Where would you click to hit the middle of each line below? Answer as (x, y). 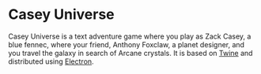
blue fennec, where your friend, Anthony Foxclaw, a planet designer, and (127, 44)
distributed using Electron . (51, 61)
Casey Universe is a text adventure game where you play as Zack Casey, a (130, 36)
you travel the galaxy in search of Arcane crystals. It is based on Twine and (130, 53)
